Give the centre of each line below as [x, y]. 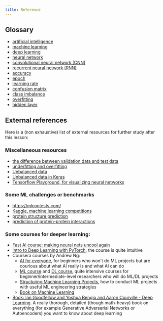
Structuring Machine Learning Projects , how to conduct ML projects [88, 282]
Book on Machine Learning [47, 292]
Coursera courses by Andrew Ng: [46, 256]
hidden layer [25, 105]
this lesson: [17, 138]
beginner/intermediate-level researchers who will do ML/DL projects [89, 276]
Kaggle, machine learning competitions [52, 211]
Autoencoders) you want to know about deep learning [67, 313]
